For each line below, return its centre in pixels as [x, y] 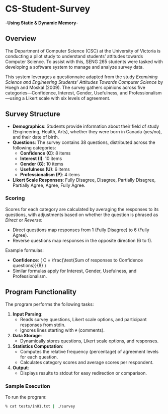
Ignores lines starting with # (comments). [62, 330]
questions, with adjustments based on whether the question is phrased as [82, 215]
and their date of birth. [36, 137]
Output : [21, 368]
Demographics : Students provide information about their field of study [86, 126]
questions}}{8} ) [29, 265]
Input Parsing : [27, 314]
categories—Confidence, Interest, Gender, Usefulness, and [66, 93]
